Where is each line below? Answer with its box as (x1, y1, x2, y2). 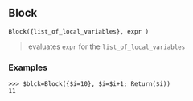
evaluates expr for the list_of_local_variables (27, 42, 186, 51)
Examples (8, 62, 48, 73)
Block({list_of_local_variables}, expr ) (8, 27, 150, 35)
